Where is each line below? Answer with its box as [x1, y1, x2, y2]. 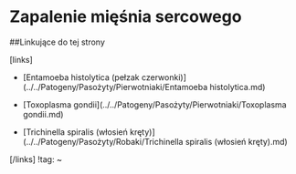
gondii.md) [22, 108, 64, 119]
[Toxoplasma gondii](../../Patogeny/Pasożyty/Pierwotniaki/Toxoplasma [22, 98, 287, 110]
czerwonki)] [141, 71, 187, 83]
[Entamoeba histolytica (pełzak [22, 71, 140, 83]
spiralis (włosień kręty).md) [185, 136, 288, 147]
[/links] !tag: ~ [9, 153, 62, 165]
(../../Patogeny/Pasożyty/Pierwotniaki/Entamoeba [22, 81, 208, 92]
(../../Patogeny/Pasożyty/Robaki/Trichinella [22, 136, 184, 147]
